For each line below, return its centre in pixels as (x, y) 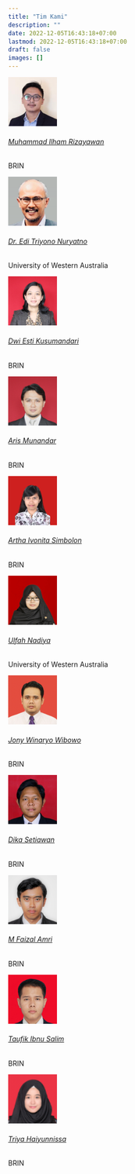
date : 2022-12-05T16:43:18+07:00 (62, 33)
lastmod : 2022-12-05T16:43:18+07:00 (67, 42)
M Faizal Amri (30, 939)
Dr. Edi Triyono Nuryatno (48, 241)
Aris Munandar (32, 441)
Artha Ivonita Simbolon (45, 540)
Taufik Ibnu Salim (36, 1039)
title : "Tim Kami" (38, 16)
